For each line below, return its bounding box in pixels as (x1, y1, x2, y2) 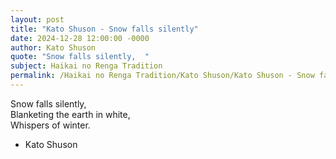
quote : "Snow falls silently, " (10, 52, 150, 62)
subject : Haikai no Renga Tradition (10, 61, 163, 71)
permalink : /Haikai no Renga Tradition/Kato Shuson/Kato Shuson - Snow (10, 71, 315, 81)
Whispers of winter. (10, 119, 91, 131)
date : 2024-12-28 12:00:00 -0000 (10, 33, 150, 43)
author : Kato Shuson (10, 42, 97, 53)
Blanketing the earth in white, (10, 108, 131, 120)
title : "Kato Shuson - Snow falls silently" (10, 24, 199, 34)
